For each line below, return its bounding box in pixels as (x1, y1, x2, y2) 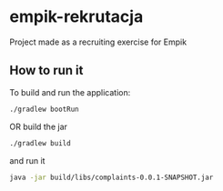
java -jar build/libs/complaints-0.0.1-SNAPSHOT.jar (9, 173, 214, 182)
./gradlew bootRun (9, 105, 79, 114)
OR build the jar (9, 121, 68, 132)
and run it (9, 155, 46, 166)
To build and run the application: (9, 86, 131, 97)
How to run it (9, 63, 84, 78)
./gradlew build (9, 138, 71, 147)
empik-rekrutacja (9, 6, 144, 27)
